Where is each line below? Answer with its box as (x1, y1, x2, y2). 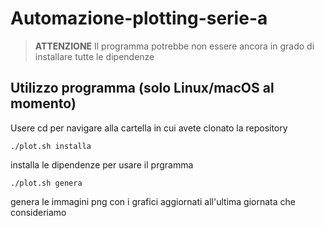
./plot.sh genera (10, 178, 83, 188)
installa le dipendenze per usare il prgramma (10, 158, 194, 171)
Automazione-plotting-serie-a (10, 7, 268, 30)
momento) (10, 95, 77, 112)
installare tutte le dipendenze (34, 50, 155, 62)
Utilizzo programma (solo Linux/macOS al (10, 80, 275, 97)
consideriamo (10, 206, 67, 218)
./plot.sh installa (10, 141, 92, 151)
